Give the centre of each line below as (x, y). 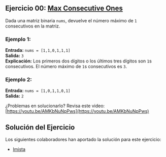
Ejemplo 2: (19, 80)
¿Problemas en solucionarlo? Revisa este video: (55, 106)
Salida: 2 (14, 96)
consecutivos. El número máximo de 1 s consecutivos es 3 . (66, 67)
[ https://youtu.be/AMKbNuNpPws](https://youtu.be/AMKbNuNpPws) (77, 111)
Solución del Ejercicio (40, 127)
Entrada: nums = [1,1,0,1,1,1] (38, 50)
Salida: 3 (14, 56)
